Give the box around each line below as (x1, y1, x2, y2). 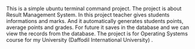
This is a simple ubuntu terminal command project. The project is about (6, 5, 182, 12)
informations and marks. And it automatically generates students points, (6, 18, 184, 24)
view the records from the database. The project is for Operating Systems (6, 30, 188, 37)
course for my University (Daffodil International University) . (6, 37, 154, 43)
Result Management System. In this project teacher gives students (6, 11, 170, 18)
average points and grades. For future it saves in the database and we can (6, 24, 190, 31)
